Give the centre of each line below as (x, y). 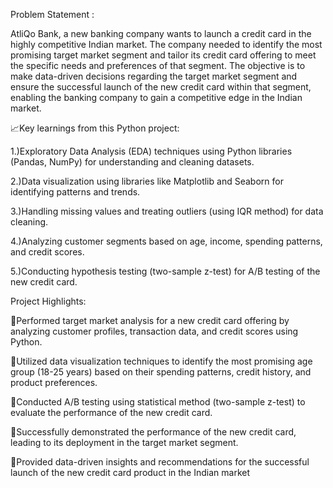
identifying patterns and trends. (75, 192)
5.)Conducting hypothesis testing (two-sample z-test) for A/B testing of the (165, 271)
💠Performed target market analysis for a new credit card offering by (150, 320)
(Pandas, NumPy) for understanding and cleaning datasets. (132, 162)
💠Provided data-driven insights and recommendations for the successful (160, 462)
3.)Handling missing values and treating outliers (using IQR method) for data (167, 211)
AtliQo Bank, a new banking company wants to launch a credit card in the (161, 33)
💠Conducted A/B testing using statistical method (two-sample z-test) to (158, 402)
